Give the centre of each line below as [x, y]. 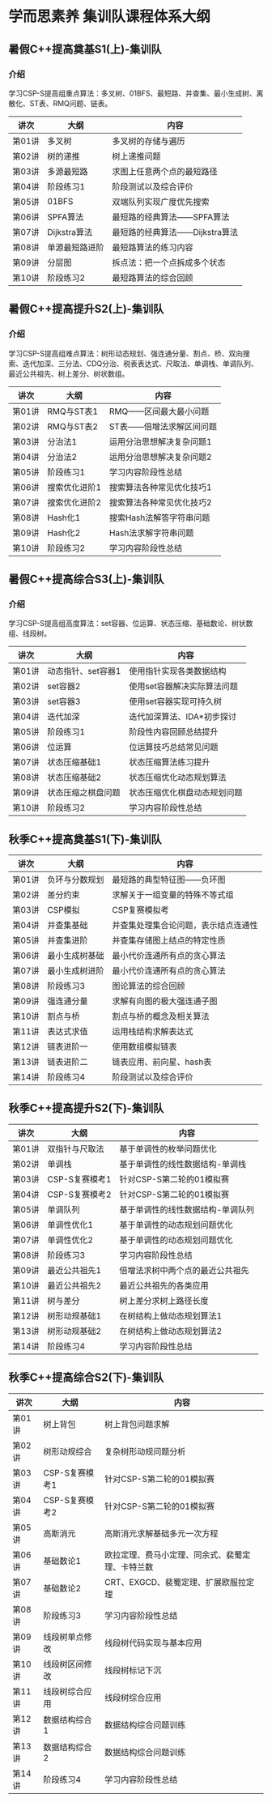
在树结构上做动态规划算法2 [171, 1331]
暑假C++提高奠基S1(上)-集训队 [85, 49]
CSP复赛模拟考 [140, 910]
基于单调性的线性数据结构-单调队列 [187, 1209]
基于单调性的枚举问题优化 [168, 1148]
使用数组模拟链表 [144, 1047]
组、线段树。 [30, 633]
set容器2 [64, 687]
